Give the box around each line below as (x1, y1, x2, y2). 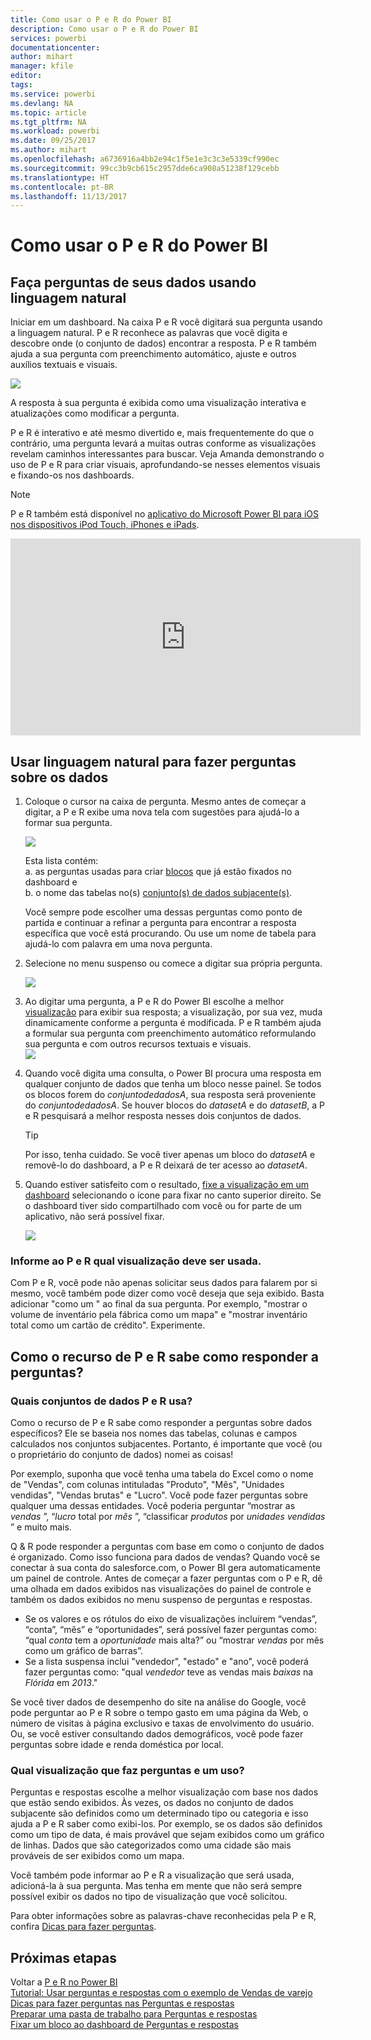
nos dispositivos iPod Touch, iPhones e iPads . (10, 519, 200, 531)
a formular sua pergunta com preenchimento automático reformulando (24, 1027, 317, 1040)
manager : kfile (10, 61, 74, 71)
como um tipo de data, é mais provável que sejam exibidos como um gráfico (10, 1829, 325, 1841)
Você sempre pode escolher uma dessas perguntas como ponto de (24, 906, 303, 918)
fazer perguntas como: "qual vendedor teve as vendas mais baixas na (24, 1666, 314, 1678)
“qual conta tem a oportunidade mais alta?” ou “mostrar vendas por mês (24, 1634, 325, 1646)
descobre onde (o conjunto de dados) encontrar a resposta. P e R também (10, 337, 317, 350)
